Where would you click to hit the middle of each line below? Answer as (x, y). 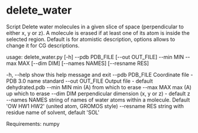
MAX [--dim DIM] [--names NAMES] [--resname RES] (83, 63)
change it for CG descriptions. (43, 46)
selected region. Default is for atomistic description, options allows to (91, 39)
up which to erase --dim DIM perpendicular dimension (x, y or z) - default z (98, 93)
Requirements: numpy (33, 124)
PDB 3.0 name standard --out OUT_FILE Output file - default (79, 81)
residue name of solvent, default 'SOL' (53, 112)
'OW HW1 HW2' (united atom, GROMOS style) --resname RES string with (95, 106)
